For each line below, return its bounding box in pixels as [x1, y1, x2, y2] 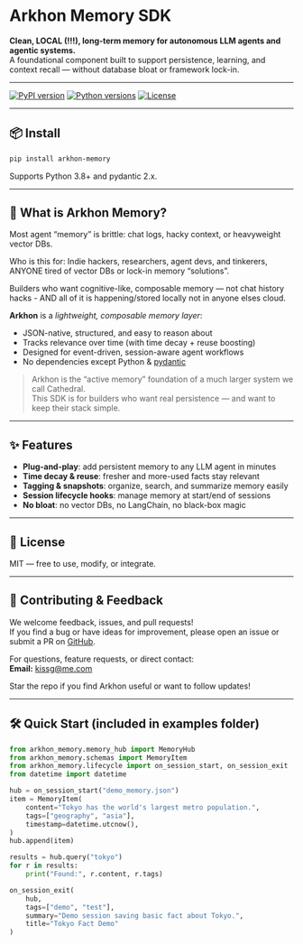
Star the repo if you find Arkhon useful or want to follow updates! [9, 680, 251, 691]
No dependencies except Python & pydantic [22, 356, 187, 367]
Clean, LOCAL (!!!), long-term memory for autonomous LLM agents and [9, 35, 281, 46]
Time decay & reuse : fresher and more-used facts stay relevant [22, 471, 260, 482]
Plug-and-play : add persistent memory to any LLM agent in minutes [22, 461, 277, 472]
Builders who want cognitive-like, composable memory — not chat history [9, 283, 285, 294]
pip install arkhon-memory [9, 154, 111, 163]
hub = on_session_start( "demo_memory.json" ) [9, 786, 179, 795]
